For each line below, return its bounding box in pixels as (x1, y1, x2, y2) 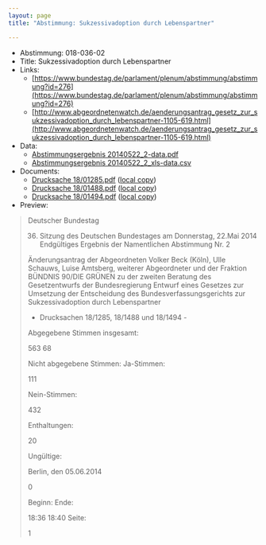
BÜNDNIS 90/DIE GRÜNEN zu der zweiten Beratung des (27, 271, 212, 281)
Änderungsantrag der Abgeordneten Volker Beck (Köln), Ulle (27, 255, 226, 264)
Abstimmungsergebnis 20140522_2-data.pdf (31, 149, 179, 159)
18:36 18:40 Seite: (27, 512, 87, 522)
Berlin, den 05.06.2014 (27, 466, 102, 476)
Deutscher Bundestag (27, 216, 99, 225)
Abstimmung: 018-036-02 (19, 48, 106, 57)
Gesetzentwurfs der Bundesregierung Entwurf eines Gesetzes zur (27, 280, 245, 290)
